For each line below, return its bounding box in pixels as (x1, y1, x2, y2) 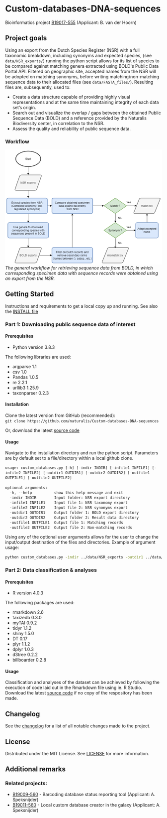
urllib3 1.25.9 (12, 385, 39, 391)
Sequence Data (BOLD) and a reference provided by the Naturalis (12, 115, 147, 121)
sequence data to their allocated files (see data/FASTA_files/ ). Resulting (5, 79, 154, 85)
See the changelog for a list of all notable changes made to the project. (5, 723, 151, 729)
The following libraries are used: (5, 354, 71, 360)
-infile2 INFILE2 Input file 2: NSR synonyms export (9, 505, 128, 511)
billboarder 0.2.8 (12, 657, 46, 663)
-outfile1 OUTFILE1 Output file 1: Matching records (9, 520, 123, 526)
